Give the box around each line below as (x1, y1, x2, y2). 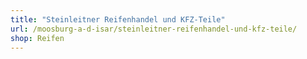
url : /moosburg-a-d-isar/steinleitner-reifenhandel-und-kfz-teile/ (10, 24, 298, 34)
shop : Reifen (10, 33, 65, 43)
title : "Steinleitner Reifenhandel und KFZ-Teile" (10, 14, 226, 25)
